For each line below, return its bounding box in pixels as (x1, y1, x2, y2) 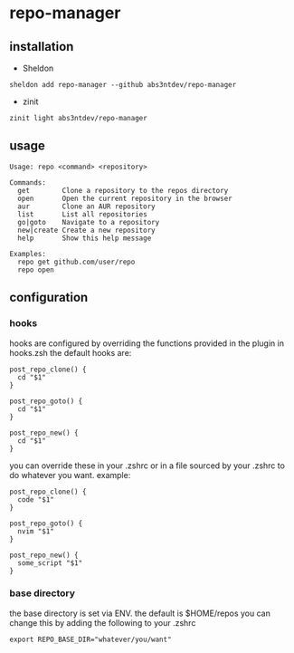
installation (9, 39, 74, 54)
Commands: (9, 178, 47, 187)
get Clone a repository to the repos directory (17, 186, 229, 195)
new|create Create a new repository (17, 226, 156, 235)
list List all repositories (17, 209, 147, 219)
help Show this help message (17, 234, 152, 243)
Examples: (9, 249, 47, 258)
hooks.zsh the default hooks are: (9, 347, 132, 358)
